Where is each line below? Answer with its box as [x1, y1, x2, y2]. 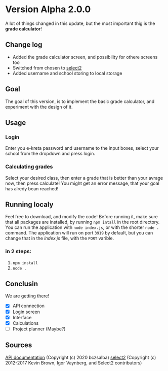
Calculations [12, 320, 39, 326]
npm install [12, 260, 38, 265]
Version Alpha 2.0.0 [5, 4, 91, 15]
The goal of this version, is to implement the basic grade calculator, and [5, 98, 155, 105]
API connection [12, 303, 45, 309]
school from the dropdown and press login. [5, 151, 95, 157]
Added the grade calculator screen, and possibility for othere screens [12, 54, 158, 60]
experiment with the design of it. [5, 104, 73, 110]
